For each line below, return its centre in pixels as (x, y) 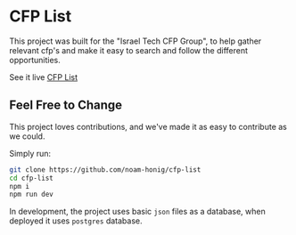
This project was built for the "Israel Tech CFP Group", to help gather (136, 41)
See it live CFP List (44, 77)
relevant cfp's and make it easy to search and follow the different (128, 50)
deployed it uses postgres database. (76, 221)
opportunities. (35, 60)
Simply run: (30, 153)
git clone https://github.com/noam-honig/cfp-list (105, 170)
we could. (27, 136)
